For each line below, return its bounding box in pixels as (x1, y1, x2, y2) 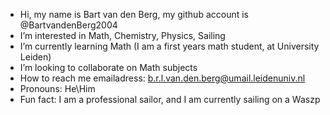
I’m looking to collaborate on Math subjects (19, 62, 198, 73)
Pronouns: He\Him (19, 83, 96, 94)
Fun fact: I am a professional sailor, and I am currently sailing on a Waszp (19, 94, 321, 105)
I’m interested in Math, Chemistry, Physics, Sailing (19, 30, 226, 41)
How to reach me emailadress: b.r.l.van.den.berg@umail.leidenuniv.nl (19, 72, 306, 84)
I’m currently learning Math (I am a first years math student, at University (19, 40, 320, 52)
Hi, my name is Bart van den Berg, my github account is (19, 9, 249, 20)
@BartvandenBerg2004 (19, 19, 118, 31)
